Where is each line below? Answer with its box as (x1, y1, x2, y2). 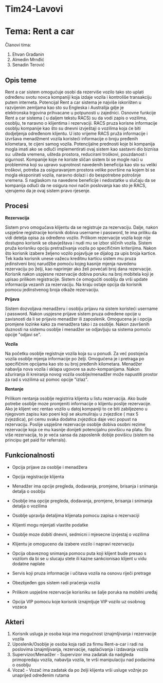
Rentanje (5, 386, 24, 392)
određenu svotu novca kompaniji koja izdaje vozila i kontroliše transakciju (5, 94, 152, 100)
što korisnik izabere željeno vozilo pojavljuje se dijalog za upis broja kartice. (5, 250, 157, 256)
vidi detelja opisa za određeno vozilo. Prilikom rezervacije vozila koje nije (5, 235, 151, 241)
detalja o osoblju (12, 488, 45, 494)
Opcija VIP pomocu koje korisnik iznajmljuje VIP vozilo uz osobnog (12, 598, 145, 604)
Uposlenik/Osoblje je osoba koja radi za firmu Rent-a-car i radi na (12, 641, 144, 647)
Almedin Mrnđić (12, 57, 45, 63)
